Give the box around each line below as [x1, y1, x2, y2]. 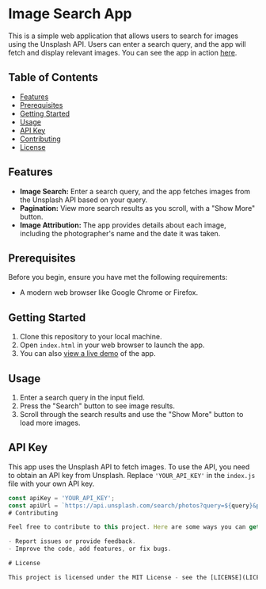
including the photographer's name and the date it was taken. [19, 228, 221, 238]
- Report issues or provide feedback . [8, 537, 136, 545]
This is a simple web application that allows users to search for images [8, 31, 239, 40]
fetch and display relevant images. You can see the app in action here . [8, 48, 237, 57]
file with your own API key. [8, 479, 95, 488]
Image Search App [8, 5, 132, 23]
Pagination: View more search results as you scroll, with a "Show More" [19, 203, 256, 212]
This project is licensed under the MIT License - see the [8, 573, 207, 581]
